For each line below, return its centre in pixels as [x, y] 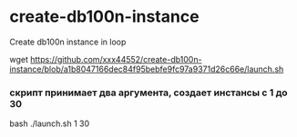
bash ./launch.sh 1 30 [50, 123]
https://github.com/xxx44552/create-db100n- [116, 59]
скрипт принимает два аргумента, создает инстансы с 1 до [148, 93]
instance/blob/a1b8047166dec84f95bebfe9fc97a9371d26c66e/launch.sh [147, 69]
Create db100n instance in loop [68, 42]
